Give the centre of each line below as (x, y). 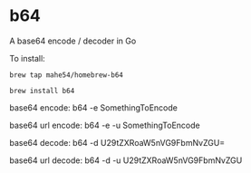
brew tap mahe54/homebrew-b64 (67, 75)
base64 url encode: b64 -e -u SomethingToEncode (105, 125)
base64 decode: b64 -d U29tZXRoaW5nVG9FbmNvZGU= (117, 142)
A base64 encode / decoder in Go (73, 41)
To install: (27, 58)
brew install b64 (42, 91)
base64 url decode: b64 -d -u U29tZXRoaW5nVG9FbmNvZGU (126, 160)
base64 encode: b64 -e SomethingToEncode (94, 107)
